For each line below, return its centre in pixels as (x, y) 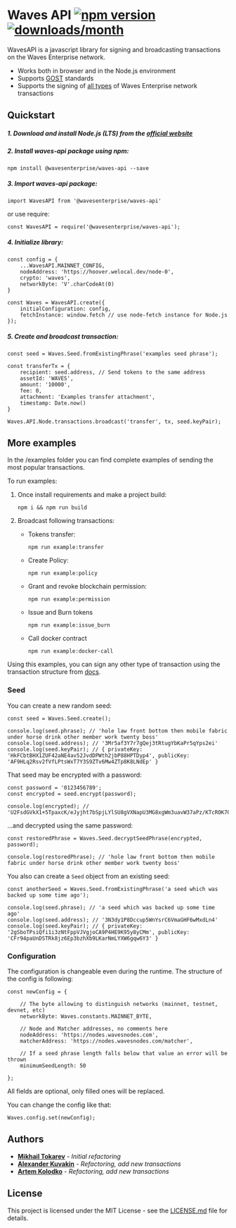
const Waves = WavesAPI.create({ (56, 302)
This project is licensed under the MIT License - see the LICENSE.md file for (117, 1210)
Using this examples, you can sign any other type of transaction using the (114, 664)
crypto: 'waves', (45, 278)
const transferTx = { (39, 366)
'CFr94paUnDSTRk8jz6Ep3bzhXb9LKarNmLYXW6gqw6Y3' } (83, 938)
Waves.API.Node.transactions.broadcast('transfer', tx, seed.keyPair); (114, 422)
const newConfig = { (38, 991)
